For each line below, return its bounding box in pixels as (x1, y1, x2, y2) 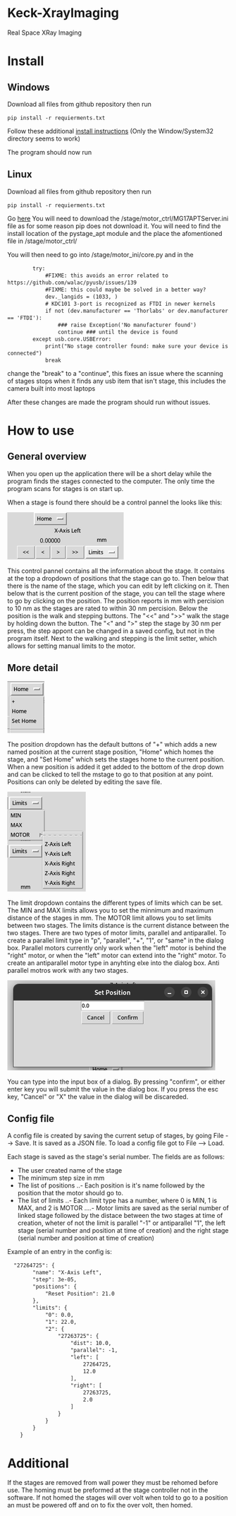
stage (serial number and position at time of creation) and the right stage (17, 1226, 229, 1235)
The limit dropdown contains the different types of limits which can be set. (7, 899, 223, 907)
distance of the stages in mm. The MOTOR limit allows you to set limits (7, 913, 212, 922)
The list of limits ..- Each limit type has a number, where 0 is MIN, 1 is (17, 1196, 217, 1205)
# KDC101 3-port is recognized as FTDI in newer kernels (44, 300, 216, 307)
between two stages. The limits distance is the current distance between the (7, 920, 230, 930)
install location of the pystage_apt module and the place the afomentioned (7, 229, 223, 237)
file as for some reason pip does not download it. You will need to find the (7, 221, 221, 230)
